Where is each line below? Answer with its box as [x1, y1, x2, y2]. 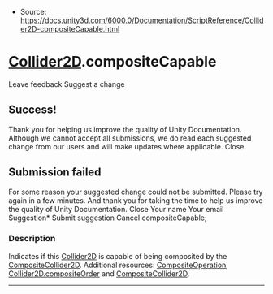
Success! [8, 103, 57, 117]
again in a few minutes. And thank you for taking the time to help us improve [8, 195, 263, 205]
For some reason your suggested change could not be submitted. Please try [8, 187, 263, 197]
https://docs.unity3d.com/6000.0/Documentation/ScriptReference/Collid [19, 15, 264, 25]
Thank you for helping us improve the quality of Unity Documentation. [8, 124, 242, 134]
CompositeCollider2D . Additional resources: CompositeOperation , [8, 260, 229, 270]
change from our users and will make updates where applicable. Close [8, 141, 245, 151]
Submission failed [8, 166, 102, 179]
